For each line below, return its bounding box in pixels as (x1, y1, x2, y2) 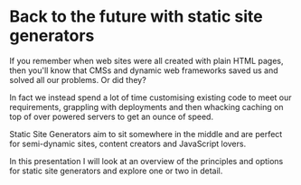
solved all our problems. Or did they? (9, 74, 146, 85)
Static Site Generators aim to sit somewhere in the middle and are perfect (9, 128, 283, 139)
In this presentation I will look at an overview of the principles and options (9, 155, 284, 166)
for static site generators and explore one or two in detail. (9, 165, 223, 176)
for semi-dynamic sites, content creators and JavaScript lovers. (9, 138, 247, 149)
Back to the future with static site (9, 6, 264, 27)
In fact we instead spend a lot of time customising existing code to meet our (9, 92, 292, 103)
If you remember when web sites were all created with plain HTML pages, (9, 55, 284, 66)
